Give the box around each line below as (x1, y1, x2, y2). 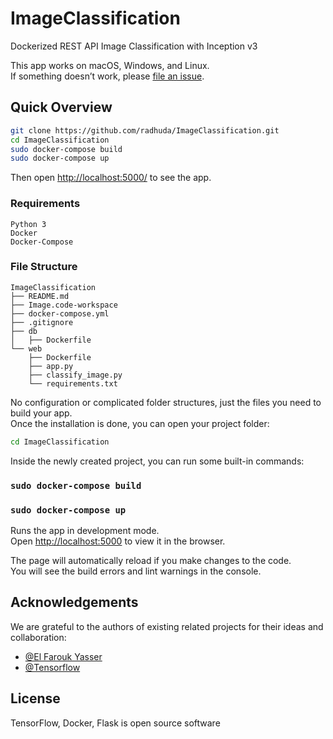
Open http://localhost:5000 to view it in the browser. (10, 535, 226, 547)
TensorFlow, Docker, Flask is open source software (10, 717, 221, 729)
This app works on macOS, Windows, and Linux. (10, 59, 210, 71)
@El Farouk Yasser (24, 650, 103, 662)
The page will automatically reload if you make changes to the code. (10, 554, 292, 566)
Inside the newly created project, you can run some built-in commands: (10, 455, 305, 467)
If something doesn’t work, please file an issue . (10, 70, 205, 82)
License (10, 690, 61, 707)
